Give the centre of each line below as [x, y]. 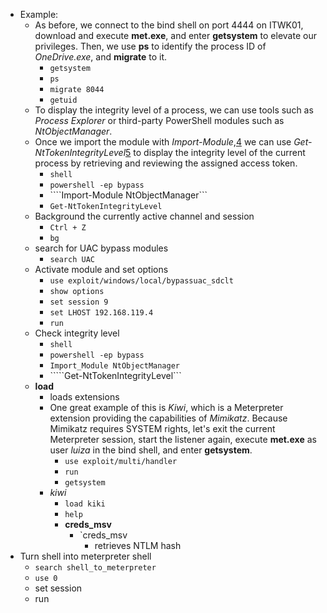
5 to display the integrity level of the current [215, 152]
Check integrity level [77, 333]
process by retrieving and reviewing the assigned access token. [166, 163]
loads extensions [84, 397]
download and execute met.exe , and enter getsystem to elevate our [175, 35]
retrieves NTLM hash [138, 545]
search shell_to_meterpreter [95, 568]
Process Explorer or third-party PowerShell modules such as [159, 120]
